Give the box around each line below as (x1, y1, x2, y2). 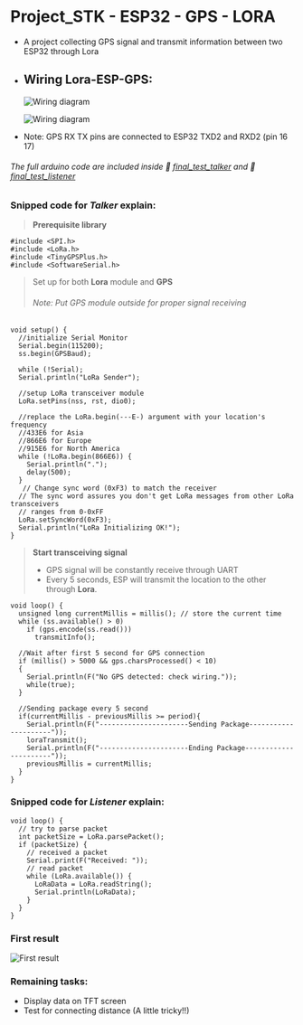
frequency (10, 420, 48, 429)
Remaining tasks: (10, 975, 89, 988)
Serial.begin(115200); (18, 341, 104, 350)
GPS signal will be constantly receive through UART (45, 564, 239, 575)
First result (10, 932, 60, 945)
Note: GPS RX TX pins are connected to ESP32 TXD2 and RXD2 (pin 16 (23, 131, 289, 142)
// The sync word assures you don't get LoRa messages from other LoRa (18, 491, 295, 501)
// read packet (26, 863, 84, 873)
